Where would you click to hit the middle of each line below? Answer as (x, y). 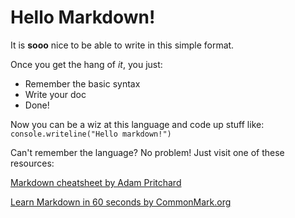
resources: (32, 163)
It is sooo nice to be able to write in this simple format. (122, 45)
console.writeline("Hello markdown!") (91, 134)
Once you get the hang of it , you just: (86, 64)
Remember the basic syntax (82, 83)
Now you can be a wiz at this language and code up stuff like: (137, 124)
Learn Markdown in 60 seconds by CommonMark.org (121, 202)
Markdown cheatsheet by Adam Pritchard (96, 182)
